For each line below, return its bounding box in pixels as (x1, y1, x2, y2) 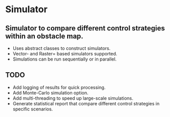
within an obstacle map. (5, 32, 83, 40)
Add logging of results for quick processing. (12, 84, 106, 90)
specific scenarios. (12, 106, 53, 112)
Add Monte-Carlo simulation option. (12, 90, 89, 96)
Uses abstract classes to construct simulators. (12, 45, 111, 51)
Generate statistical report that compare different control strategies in (12, 100, 160, 106)
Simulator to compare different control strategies (5, 24, 165, 33)
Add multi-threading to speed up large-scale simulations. (12, 95, 134, 101)
